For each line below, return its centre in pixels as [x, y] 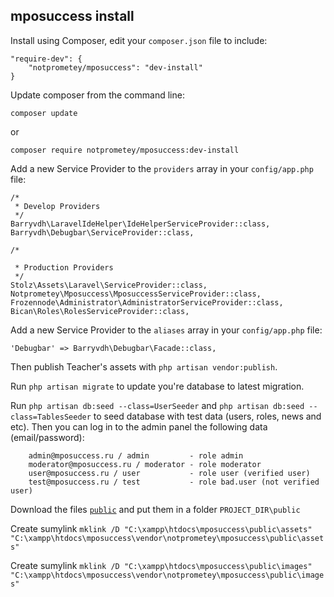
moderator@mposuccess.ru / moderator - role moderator [145, 464]
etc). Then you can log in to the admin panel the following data [139, 426]
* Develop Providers [57, 206]
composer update [44, 113]
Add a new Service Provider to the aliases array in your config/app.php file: [166, 330]
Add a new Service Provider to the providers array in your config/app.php [162, 168]
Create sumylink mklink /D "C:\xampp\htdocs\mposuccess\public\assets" [161, 528]
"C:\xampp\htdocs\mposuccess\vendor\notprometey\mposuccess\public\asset [167, 538]
